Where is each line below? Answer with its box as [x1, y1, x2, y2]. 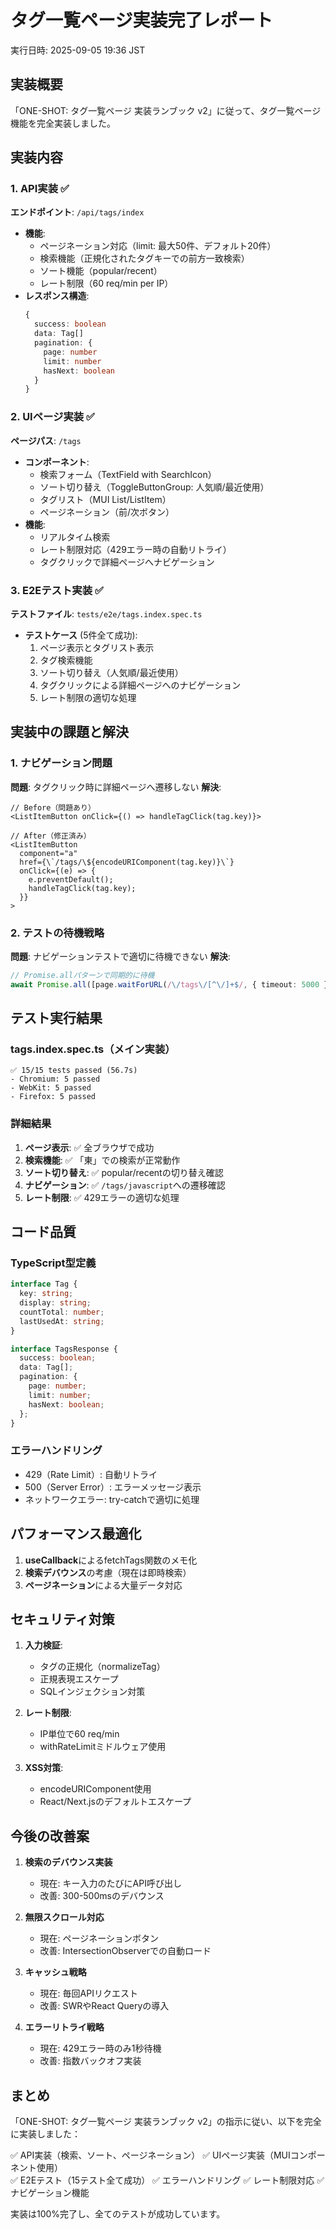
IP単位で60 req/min [39, 1728, 120, 1740]
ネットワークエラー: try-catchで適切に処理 [24, 1493, 200, 1505]
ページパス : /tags [10, 434, 82, 446]
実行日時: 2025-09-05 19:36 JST [10, 44, 146, 56]
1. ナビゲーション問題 [10, 756, 113, 770]
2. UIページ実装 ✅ [10, 410, 95, 424]
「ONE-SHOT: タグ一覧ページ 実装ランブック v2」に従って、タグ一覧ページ [10, 104, 322, 116]
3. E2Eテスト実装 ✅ [10, 583, 104, 597]
